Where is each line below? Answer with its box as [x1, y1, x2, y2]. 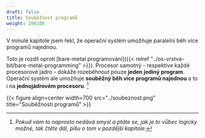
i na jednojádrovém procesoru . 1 [6, 81, 89, 90]
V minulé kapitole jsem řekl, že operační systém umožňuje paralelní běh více [6, 37, 198, 45]
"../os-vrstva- [150, 56, 185, 63]
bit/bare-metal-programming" [6, 62, 81, 69]
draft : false [6, 9, 40, 15]
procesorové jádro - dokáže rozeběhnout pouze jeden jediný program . [6, 68, 185, 76]
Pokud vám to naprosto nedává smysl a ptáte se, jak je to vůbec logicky [15, 118, 197, 126]
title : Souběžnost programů [6, 15, 78, 21]
